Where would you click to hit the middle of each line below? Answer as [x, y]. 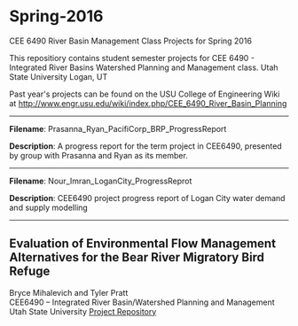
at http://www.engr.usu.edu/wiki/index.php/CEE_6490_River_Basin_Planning [148, 103]
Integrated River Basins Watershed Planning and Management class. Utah [144, 67]
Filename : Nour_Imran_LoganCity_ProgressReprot [101, 181]
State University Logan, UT [59, 76]
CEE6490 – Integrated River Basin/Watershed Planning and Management [142, 302]
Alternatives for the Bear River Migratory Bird [137, 257]
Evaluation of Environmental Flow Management [143, 244]
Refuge [30, 272]
